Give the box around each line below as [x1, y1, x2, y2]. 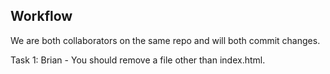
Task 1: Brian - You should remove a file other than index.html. [10, 54, 266, 66]
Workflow [10, 8, 73, 25]
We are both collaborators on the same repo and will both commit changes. [10, 34, 321, 46]
